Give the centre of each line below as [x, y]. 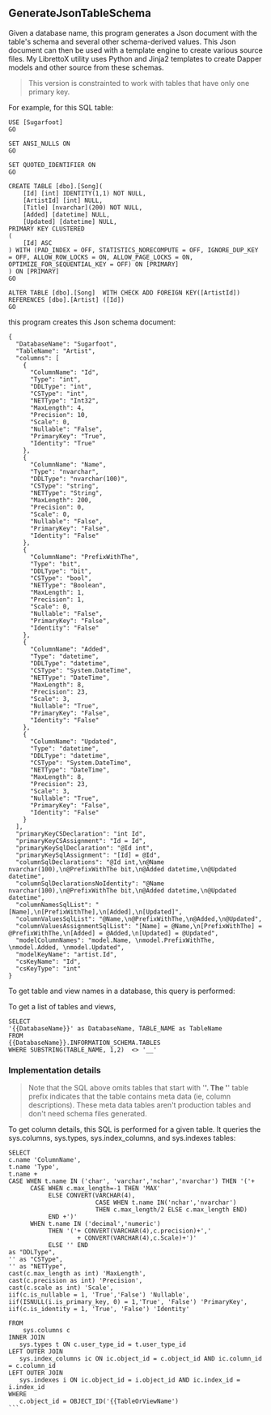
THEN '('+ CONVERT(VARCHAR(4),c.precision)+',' [130, 1231]
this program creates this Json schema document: [92, 322]
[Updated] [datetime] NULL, [70, 221]
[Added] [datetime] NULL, [67, 214]
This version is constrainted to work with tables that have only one [139, 83]
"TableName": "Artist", [55, 351]
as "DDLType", [32, 1253]
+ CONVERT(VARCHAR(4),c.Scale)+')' [137, 1238]
